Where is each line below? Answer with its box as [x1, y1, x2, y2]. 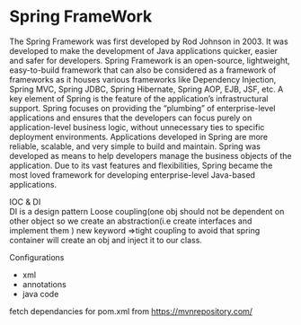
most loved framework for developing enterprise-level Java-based [9, 169, 256, 180]
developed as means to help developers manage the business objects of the [9, 150, 292, 161]
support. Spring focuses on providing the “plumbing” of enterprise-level [9, 102, 276, 113]
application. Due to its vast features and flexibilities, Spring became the [9, 160, 273, 171]
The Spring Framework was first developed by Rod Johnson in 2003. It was [9, 36, 289, 47]
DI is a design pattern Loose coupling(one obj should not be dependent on [9, 206, 285, 216]
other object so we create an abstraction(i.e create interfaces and [9, 215, 252, 226]
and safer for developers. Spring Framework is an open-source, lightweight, [9, 55, 290, 66]
